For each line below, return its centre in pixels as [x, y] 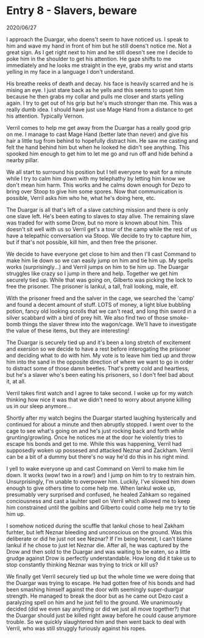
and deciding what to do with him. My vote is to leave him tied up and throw [101, 355]
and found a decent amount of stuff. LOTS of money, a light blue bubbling [98, 304]
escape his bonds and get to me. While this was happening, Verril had [94, 443]
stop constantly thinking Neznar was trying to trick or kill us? [82, 564]
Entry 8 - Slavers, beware [72, 11]
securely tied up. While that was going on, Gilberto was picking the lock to [100, 280]
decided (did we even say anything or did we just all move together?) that [98, 609]
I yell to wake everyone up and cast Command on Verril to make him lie [95, 468]
